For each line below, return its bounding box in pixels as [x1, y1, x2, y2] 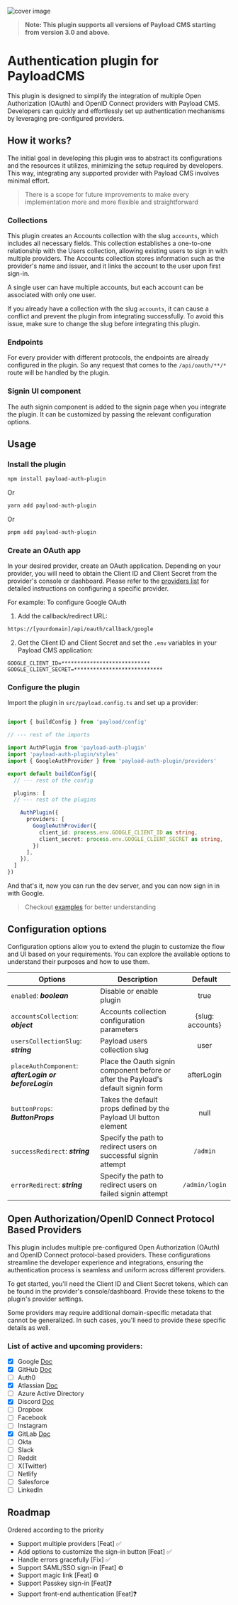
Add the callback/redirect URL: [17, 612, 108, 621]
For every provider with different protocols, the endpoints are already [7, 353, 209, 362]
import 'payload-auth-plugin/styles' [7, 751, 119, 758]
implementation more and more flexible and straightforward [24, 198, 198, 206]
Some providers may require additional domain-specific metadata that [7, 1308, 212, 1316]
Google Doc [17, 1357, 53, 1365]
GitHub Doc [17, 1365, 52, 1374]
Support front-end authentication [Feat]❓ [17, 1589, 137, 1598]
